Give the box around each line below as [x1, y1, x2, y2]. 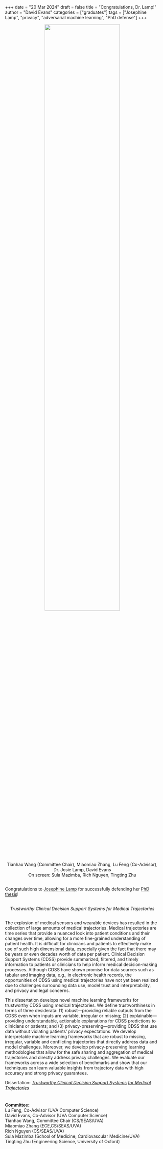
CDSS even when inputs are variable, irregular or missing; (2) [5, 1013, 129, 1019]
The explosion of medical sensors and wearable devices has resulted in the [5, 920, 158, 926]
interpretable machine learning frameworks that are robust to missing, [5, 1034, 146, 1040]
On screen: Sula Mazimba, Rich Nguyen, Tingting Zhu [28, 872, 137, 878]
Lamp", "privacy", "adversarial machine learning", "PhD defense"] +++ [5, 15, 147, 20]
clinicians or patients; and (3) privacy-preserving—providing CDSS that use [5, 1023, 157, 1029]
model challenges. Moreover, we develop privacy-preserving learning [5, 1044, 145, 1050]
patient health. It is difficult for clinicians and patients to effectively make [5, 941, 152, 947]
